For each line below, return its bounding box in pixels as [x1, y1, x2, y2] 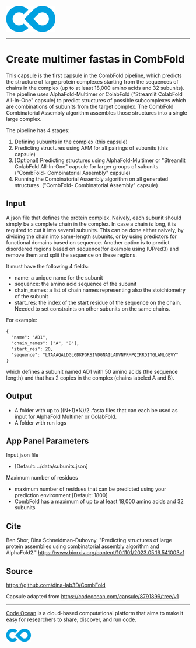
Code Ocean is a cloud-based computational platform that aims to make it [6, 610, 184, 616]
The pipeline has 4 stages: [6, 126, 70, 134]
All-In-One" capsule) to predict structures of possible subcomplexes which [6, 96, 186, 104]
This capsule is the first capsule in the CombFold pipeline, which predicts [6, 72, 182, 79]
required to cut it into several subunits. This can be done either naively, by [6, 226, 184, 233]
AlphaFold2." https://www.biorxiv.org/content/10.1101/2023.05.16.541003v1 [6, 549, 185, 556]
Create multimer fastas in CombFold [6, 53, 185, 66]
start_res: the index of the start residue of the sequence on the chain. [14, 299, 181, 306]
